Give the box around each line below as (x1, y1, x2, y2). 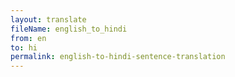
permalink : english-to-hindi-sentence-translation (10, 52, 226, 62)
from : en (10, 33, 47, 43)
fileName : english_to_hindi (10, 24, 128, 34)
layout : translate (10, 14, 87, 25)
